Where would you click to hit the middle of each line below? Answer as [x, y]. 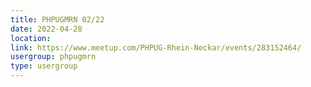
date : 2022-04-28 [46, 29]
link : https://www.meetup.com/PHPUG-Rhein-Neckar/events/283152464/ [156, 47]
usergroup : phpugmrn [53, 57]
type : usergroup [44, 66]
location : [31, 38]
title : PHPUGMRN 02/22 [57, 19]
